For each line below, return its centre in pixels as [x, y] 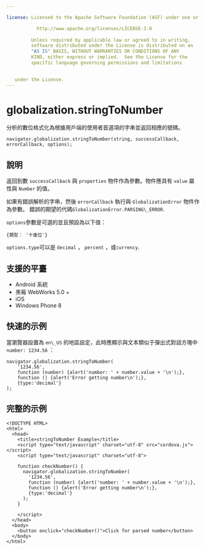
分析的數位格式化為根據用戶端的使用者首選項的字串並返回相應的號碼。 [95, 128]
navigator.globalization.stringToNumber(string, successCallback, [93, 139]
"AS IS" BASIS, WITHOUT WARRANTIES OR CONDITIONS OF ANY [105, 52]
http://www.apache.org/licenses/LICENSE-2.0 [94, 28]
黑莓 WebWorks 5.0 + [42, 292]
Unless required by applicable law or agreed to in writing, [111, 40]
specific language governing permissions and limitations [107, 63]
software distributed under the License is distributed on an [112, 46]
